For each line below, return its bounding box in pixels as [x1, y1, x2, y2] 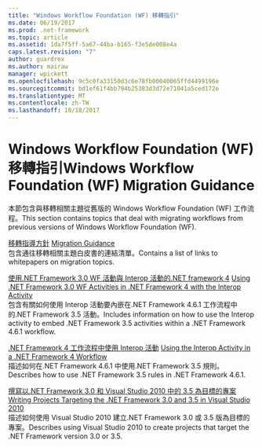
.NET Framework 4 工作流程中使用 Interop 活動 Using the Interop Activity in [8, 343, 251, 352]
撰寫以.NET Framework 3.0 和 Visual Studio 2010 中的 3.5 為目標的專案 [8, 386, 237, 395]
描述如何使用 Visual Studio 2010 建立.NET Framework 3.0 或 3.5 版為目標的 [8, 412, 250, 422]
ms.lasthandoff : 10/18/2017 [8, 107, 100, 115]
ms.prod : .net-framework [8, 26, 89, 34]
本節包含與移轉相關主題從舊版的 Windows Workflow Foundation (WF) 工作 [8, 203, 248, 213]
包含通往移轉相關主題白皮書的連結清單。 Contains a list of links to [8, 248, 218, 258]
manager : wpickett [8, 70, 68, 78]
